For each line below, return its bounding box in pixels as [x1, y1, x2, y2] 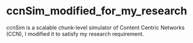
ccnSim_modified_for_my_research [6, 4, 188, 18]
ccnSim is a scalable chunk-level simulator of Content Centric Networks [6, 24, 185, 31]
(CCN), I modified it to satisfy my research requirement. [6, 30, 144, 37]
